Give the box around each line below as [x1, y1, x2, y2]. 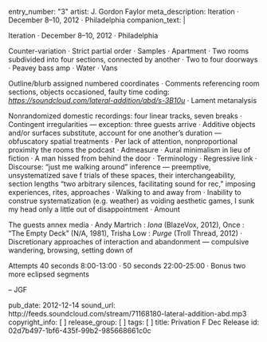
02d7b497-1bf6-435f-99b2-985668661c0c [8, 326, 151, 335]
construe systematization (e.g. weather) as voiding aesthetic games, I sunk [8, 196, 255, 205]
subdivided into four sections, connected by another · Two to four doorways [8, 55, 258, 64]
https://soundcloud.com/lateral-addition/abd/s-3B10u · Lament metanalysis [8, 96, 257, 105]
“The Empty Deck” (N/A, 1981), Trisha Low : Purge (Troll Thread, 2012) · [8, 229, 243, 238]
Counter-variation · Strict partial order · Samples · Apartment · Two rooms [8, 46, 249, 55]
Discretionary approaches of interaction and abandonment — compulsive [8, 237, 249, 246]
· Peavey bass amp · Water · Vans [8, 63, 118, 73]
